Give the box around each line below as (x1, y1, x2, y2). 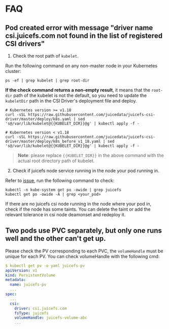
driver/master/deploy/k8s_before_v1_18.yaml (5, 139, 101, 144)
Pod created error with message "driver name (5, 23, 153, 32)
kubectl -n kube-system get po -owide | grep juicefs (5, 187, 122, 192)
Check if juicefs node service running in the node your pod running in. (12, 168, 159, 173)
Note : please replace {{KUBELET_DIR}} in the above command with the (17, 153, 164, 158)
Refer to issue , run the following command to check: (5, 178, 115, 184)
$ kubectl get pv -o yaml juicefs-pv (5, 263, 85, 268)
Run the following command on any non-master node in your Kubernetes (5, 63, 158, 69)
